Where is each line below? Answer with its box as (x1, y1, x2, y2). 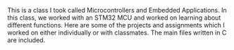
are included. (7, 36, 46, 44)
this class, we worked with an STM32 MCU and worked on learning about (7, 13, 221, 22)
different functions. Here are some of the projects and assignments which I (7, 21, 225, 29)
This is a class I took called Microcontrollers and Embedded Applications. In (7, 6, 227, 14)
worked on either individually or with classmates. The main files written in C (7, 28, 227, 37)
